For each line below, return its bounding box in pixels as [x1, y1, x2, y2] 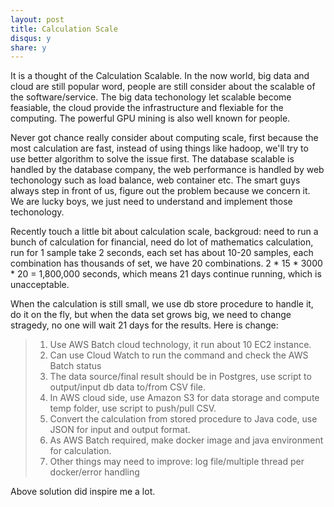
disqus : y [10, 33, 52, 43]
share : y [10, 42, 47, 53]
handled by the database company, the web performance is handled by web [10, 164, 325, 176]
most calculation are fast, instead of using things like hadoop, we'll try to [10, 142, 309, 155]
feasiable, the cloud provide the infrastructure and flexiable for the [10, 102, 284, 114]
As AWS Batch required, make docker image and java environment [49, 434, 324, 446]
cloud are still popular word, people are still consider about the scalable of [10, 81, 316, 93]
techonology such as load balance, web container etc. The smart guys [10, 174, 301, 186]
